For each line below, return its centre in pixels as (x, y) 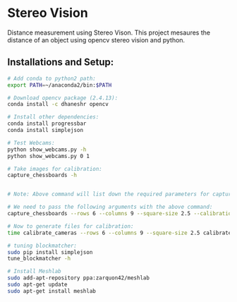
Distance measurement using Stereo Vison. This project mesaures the (109, 32)
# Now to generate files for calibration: (71, 226)
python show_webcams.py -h (47, 150)
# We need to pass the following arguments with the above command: (110, 207)
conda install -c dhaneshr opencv (58, 104)
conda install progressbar (47, 124)
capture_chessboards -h (42, 175)
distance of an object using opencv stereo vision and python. (96, 40)
